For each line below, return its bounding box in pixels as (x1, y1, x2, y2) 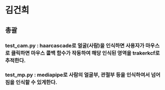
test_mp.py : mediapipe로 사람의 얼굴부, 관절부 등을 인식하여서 (5, 72, 150, 79)
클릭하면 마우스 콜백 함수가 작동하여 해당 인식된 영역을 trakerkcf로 (10, 49, 160, 56)
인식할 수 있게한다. (15, 79, 57, 86)
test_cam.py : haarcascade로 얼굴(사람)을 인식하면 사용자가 (5, 42, 145, 49)
